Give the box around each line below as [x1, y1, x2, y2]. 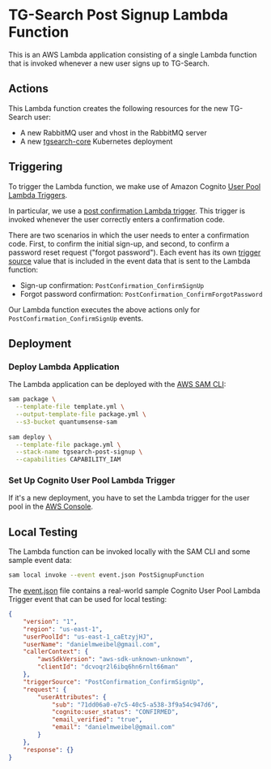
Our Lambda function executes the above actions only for [8, 304, 201, 314]
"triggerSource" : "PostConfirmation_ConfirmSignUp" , [23, 677, 205, 686]
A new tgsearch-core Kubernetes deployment [19, 136, 173, 146]
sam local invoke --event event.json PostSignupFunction [8, 571, 205, 579]
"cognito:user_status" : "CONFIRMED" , [51, 708, 180, 716]
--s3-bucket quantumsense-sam [15, 418, 117, 426]
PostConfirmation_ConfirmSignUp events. [8, 313, 144, 323]
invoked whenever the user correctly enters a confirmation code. [8, 214, 225, 224]
